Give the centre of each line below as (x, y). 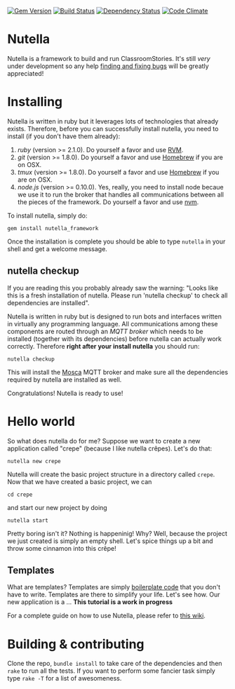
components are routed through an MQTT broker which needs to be (105, 331)
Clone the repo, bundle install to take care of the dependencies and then (115, 664)
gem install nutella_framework (53, 228)
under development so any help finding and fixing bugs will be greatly (108, 66)
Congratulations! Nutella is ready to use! (65, 393)
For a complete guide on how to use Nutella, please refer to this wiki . (106, 616)
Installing (35, 102)
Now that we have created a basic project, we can (80, 481)
